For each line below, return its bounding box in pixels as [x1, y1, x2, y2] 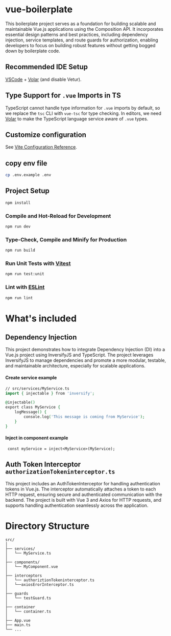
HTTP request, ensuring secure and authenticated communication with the [5, 491, 162, 498]
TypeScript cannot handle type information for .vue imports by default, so [5, 105, 160, 111]
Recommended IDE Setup [5, 63, 88, 71]
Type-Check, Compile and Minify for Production [5, 236, 127, 243]
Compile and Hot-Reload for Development [5, 212, 111, 219]
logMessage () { [14, 409, 47, 415]
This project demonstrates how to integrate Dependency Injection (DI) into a [5, 346, 165, 353]
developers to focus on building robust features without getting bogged [5, 42, 156, 48]
